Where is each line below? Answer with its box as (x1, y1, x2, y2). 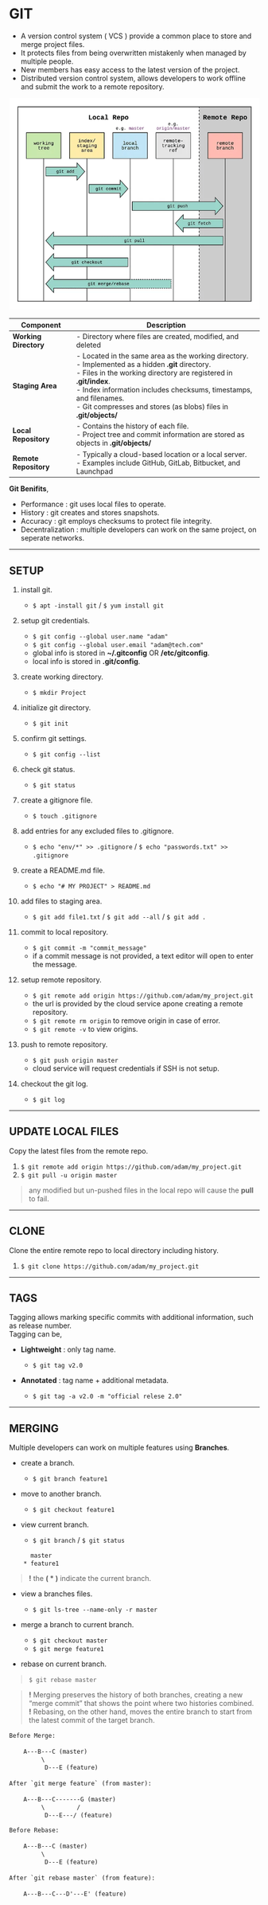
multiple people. (20, 57, 74, 66)
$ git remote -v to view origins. (32, 1025, 138, 1034)
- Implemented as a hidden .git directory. (76, 360, 212, 369)
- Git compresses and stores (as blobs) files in (76, 402, 229, 412)
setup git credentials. (20, 616, 91, 626)
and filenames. (76, 393, 125, 403)
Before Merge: (9, 1732, 56, 1740)
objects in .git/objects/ (76, 439, 152, 448)
